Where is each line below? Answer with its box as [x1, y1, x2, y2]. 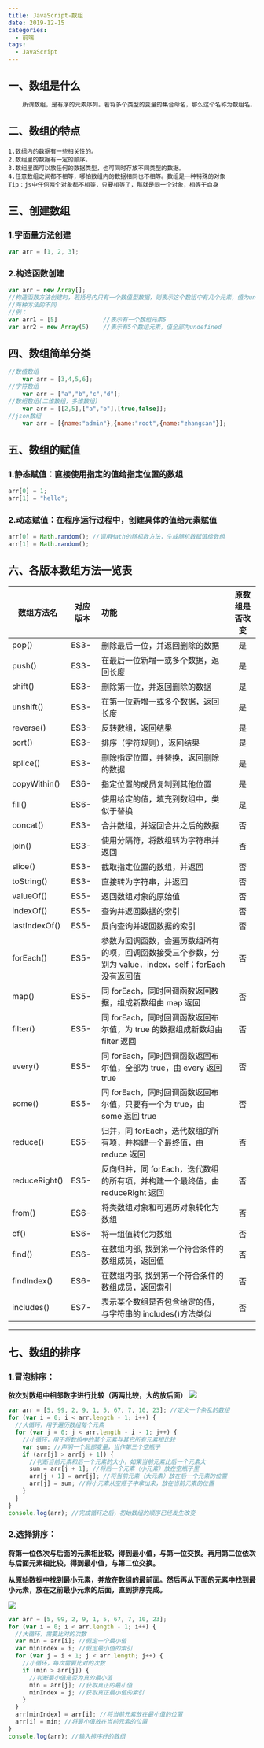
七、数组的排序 [8, 1346, 81, 1359]
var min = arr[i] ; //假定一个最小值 [15, 1637, 127, 1646]
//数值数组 [8, 368, 39, 376]
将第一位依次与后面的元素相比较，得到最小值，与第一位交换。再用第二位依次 [8, 1548, 256, 1557]
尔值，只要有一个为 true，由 [101, 1098, 206, 1109]
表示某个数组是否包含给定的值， [101, 1296, 220, 1307]
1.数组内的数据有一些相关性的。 [8, 147, 97, 155]
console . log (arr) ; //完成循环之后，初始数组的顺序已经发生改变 [8, 1509, 196, 1517]
